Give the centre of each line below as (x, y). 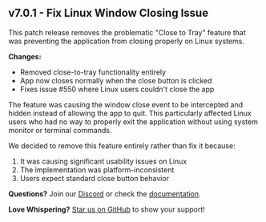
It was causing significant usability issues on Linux (103, 161)
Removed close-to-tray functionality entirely (93, 72)
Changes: (25, 56)
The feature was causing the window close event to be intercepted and (126, 104)
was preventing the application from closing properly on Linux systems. (126, 41)
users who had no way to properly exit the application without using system (133, 121)
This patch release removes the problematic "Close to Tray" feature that (127, 32)
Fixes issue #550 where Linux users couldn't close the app (117, 89)
